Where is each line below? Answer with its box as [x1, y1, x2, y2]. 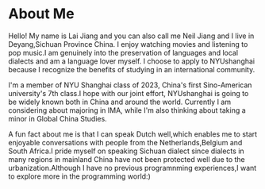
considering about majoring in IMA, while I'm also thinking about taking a [8, 105, 246, 115]
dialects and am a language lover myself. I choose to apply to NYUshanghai [8, 56, 255, 66]
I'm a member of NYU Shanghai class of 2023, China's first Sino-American [8, 80, 252, 90]
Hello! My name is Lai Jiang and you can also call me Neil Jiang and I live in [8, 31, 255, 40]
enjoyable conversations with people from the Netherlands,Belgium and [8, 137, 243, 147]
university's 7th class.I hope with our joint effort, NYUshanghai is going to [8, 88, 249, 98]
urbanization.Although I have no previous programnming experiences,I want [8, 163, 257, 172]
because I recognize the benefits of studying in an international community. [8, 64, 255, 74]
